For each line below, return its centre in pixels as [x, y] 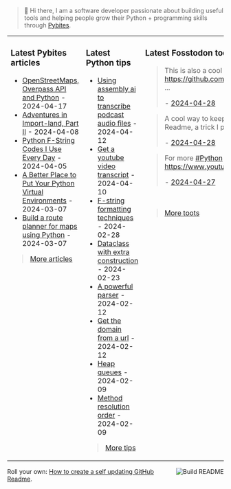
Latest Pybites [39, 53]
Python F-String [49, 140]
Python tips [108, 63]
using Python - [47, 235]
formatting [114, 209]
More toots [182, 213]
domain [110, 329]
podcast [111, 115]
